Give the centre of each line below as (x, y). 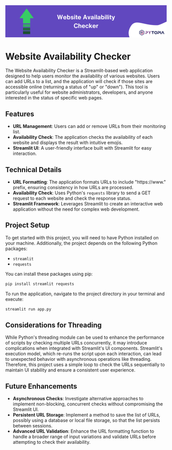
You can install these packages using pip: (49, 274)
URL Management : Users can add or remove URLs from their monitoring (89, 126)
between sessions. (33, 426)
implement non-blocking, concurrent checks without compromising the (88, 404)
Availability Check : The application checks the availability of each (83, 137)
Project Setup (28, 225)
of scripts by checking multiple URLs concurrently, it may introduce (76, 343)
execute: (15, 299)
